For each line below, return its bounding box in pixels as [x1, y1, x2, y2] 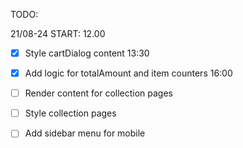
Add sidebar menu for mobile [24, 127, 146, 139]
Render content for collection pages [24, 87, 174, 99]
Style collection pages [24, 107, 117, 119]
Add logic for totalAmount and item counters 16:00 [24, 67, 233, 79]
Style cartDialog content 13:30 [24, 47, 150, 59]
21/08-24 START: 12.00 [10, 28, 106, 39]
